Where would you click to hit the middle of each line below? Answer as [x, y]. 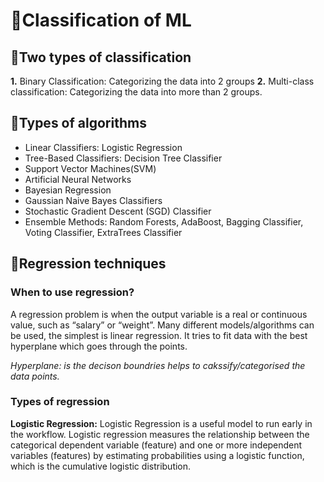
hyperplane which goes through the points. [99, 346]
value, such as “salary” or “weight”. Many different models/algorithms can [162, 325]
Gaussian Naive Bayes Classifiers [93, 200]
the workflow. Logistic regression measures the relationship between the [160, 434]
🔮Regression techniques [88, 264]
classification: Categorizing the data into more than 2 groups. [136, 92]
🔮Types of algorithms [78, 123]
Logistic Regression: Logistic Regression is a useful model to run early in [161, 423]
